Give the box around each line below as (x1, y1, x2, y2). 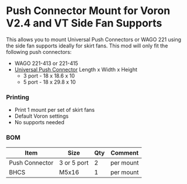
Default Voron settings (14, 113, 69, 120)
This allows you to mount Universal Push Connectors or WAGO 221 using (6, 36, 182, 43)
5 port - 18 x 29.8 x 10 (23, 78, 76, 86)
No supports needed (14, 119, 65, 126)
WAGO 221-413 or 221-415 (14, 60, 78, 67)
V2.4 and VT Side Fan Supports (6, 16, 162, 30)
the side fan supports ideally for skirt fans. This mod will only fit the (6, 42, 168, 49)
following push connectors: (6, 48, 72, 55)
